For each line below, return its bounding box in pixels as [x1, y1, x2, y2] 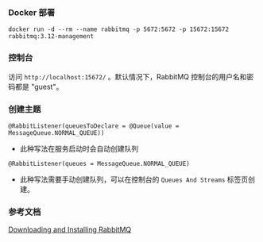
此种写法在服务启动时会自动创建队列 [19, 144, 139, 153]
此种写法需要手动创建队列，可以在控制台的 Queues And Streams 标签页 [19, 175, 249, 184]
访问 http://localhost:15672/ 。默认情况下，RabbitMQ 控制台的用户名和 [8, 71, 247, 81]
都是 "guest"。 [14, 82, 64, 91]
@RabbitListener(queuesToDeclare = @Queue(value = [8, 121, 180, 130]
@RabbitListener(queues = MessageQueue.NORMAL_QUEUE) [8, 159, 191, 167]
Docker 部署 [8, 6, 56, 17]
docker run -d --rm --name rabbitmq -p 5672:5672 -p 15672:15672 [8, 25, 229, 33]
